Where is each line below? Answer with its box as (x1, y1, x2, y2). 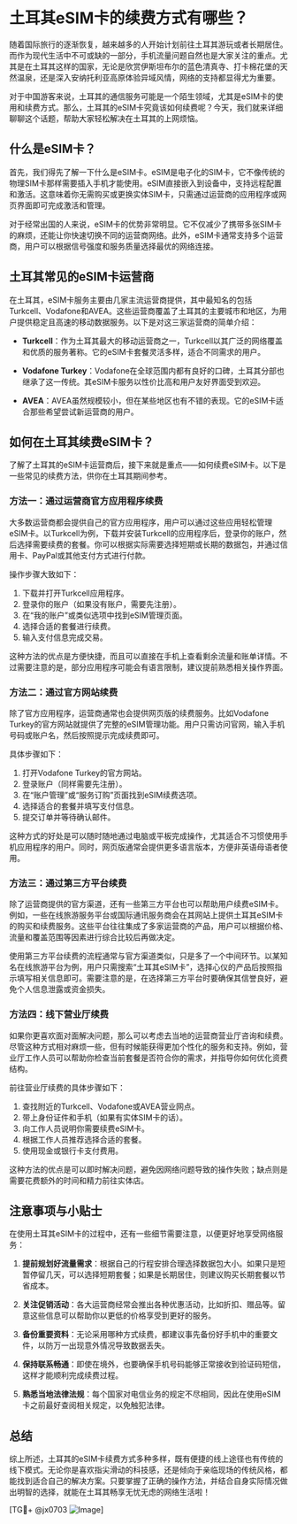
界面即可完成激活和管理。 (16, 200, 110, 211)
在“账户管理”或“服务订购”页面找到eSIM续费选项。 (21, 789, 202, 800)
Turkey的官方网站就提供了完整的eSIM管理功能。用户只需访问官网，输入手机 (9, 719, 286, 729)
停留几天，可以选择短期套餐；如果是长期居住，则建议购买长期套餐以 (29, 1269, 278, 1280)
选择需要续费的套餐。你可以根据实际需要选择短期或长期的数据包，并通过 (16, 539, 280, 550)
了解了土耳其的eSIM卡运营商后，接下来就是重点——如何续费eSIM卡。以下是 (9, 459, 287, 470)
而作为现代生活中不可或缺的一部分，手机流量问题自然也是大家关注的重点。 (9, 50, 280, 60)
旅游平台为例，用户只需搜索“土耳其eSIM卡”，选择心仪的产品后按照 (32, 962, 275, 973)
